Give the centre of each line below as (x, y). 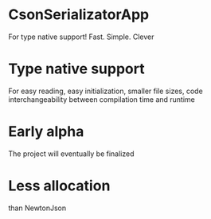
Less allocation (59, 186)
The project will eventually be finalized (71, 154)
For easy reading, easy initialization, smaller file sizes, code (105, 91)
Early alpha (46, 132)
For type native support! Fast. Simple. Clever (81, 37)
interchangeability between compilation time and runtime (102, 99)
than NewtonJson (37, 208)
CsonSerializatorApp (79, 15)
